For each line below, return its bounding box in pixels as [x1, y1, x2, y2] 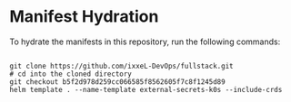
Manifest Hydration [9, 6, 159, 27]
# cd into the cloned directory [9, 70, 132, 79]
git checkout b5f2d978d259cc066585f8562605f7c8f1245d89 [9, 77, 226, 87]
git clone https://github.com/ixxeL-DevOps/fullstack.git [9, 61, 234, 70]
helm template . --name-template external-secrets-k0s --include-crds [9, 85, 283, 94]
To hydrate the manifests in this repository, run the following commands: [9, 36, 281, 47]
